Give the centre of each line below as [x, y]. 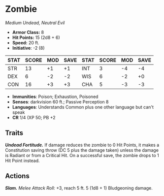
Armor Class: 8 [28, 32]
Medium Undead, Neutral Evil [35, 23]
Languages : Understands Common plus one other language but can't [83, 107]
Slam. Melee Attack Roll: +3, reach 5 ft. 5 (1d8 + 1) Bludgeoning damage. [79, 188]
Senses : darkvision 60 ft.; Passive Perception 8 [60, 101]
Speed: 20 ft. [26, 42]
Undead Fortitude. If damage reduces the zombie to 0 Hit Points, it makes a [82, 145]
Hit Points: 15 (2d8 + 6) [36, 37]
